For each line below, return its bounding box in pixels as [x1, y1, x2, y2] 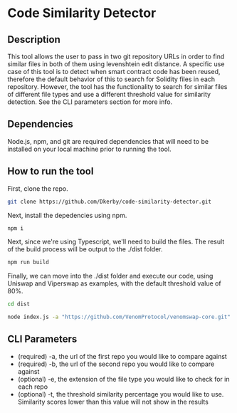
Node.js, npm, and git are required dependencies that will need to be [7, 137, 209, 145]
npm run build [7, 258, 50, 266]
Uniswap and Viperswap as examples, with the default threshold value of [7, 279, 222, 288]
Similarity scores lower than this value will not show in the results [17, 397, 209, 406]
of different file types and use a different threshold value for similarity [7, 90, 211, 98]
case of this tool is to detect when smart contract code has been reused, [7, 68, 221, 75]
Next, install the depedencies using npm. [7, 211, 127, 219]
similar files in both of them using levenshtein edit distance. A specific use [7, 60, 225, 68]
